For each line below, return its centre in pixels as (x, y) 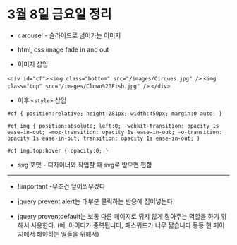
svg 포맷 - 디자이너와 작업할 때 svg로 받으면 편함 (85, 165)
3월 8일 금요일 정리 (60, 14)
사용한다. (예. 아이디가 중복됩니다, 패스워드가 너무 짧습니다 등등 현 (121, 225)
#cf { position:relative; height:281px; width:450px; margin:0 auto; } (115, 114)
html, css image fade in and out (63, 49)
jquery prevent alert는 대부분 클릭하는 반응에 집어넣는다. (96, 201)
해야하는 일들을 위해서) (68, 234)
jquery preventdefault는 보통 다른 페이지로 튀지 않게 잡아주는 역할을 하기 (119, 216)
